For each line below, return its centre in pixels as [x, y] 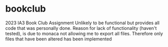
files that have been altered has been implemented [59, 39]
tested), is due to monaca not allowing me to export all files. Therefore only [84, 33]
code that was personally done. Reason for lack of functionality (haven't [81, 28]
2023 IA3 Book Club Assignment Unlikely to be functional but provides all [82, 23]
